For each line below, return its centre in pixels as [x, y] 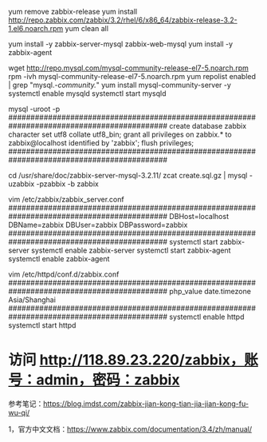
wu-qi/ [19, 412]
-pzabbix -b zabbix [67, 184]
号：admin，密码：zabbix [94, 380]
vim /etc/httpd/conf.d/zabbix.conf [64, 274]
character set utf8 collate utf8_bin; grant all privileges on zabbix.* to [120, 134]
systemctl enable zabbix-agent [59, 259]
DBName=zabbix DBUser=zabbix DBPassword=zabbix [98, 225]
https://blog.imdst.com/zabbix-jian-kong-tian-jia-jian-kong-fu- [146, 404]
